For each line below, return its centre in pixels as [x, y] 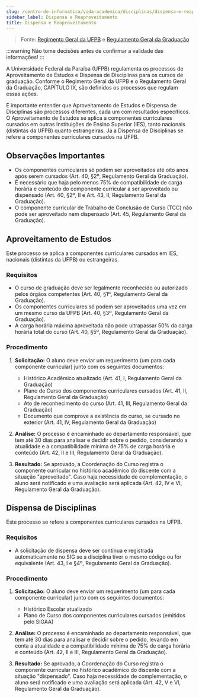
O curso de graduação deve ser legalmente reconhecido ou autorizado [101, 288]
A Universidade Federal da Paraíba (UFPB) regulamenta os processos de [95, 69]
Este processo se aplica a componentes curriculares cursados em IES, [92, 253]
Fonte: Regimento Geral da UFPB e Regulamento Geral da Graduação [105, 40]
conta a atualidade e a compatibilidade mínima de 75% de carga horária [102, 646]
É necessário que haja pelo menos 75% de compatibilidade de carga [98, 183]
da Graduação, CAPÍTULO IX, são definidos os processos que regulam [92, 88]
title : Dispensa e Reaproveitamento [51, 23]
